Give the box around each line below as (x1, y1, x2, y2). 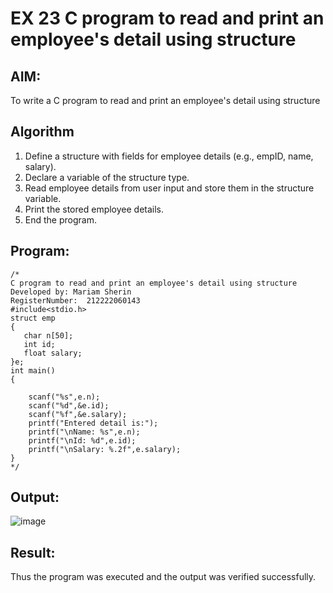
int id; (23, 339, 56, 349)
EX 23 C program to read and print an (10, 7, 325, 30)
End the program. (24, 213, 97, 226)
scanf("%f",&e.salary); (28, 409, 128, 419)
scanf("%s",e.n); (28, 392, 101, 402)
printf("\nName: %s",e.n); (28, 427, 141, 437)
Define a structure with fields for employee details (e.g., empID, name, (24, 150, 314, 162)
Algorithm (10, 123, 75, 141)
